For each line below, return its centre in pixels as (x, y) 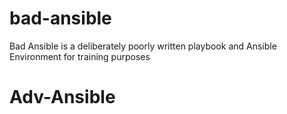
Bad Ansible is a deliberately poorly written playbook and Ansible (143, 46)
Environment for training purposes (80, 56)
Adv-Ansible (62, 97)
